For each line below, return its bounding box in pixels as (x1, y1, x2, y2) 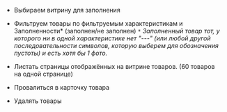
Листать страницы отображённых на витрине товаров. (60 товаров (13, 63, 215, 70)
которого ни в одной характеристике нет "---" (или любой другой (13, 34, 211, 42)
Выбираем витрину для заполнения (13, 6, 120, 14)
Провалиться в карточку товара (13, 83, 110, 91)
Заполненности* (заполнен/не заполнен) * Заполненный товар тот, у (13, 27, 221, 35)
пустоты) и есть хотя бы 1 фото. (13, 49, 108, 57)
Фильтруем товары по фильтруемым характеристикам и (13, 19, 183, 27)
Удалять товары (13, 97, 62, 105)
